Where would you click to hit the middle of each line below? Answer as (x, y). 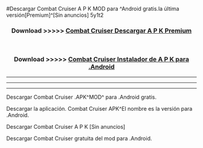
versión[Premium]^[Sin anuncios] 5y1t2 (55, 15)
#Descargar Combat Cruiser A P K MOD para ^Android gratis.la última (93, 9)
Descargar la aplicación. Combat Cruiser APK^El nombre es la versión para (99, 108)
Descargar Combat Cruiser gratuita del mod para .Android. (79, 138)
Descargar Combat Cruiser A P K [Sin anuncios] (66, 126)
